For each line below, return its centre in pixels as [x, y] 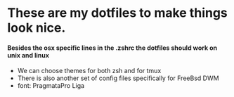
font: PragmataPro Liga [51, 86]
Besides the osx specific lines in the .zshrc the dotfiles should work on [112, 48]
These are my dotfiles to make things [118, 13]
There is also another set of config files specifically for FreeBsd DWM [118, 78]
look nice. [37, 28]
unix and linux [28, 55]
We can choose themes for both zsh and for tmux [89, 71]
